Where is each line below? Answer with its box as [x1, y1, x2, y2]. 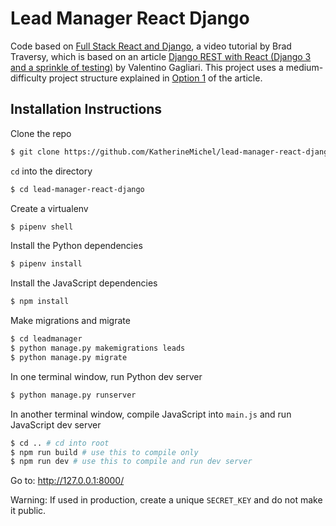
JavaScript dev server [10, 418, 102, 431]
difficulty [10, 72, 47, 84]
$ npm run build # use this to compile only [10, 447, 199, 457]
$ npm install [10, 297, 70, 307]
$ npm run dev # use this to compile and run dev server [10, 457, 253, 467]
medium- [285, 61, 324, 73]
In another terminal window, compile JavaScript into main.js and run [10, 408, 292, 420]
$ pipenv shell [10, 222, 74, 232]
